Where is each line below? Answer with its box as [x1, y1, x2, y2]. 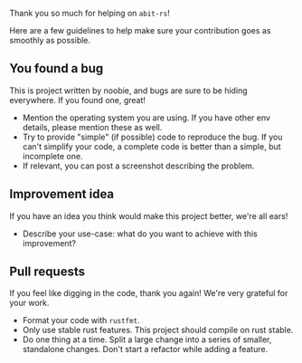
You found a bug [9, 61, 104, 76]
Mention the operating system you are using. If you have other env [22, 112, 271, 123]
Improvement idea [9, 186, 115, 202]
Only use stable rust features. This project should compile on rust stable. [22, 325, 294, 336]
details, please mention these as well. [22, 121, 163, 132]
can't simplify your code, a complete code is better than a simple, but [22, 140, 282, 152]
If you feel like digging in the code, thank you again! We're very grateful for [9, 288, 288, 299]
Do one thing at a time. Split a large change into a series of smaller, [22, 334, 272, 345]
